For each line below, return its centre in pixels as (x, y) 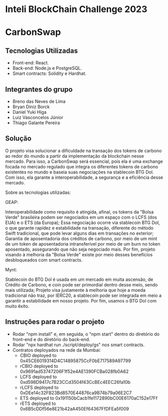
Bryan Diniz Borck (31, 107)
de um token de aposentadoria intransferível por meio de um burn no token (83, 244)
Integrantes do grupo (39, 89)
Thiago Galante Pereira (36, 123)
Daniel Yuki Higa (29, 112)
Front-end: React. (31, 63)
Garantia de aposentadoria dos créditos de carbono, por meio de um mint (81, 238)
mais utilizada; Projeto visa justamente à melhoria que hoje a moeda (75, 290)
